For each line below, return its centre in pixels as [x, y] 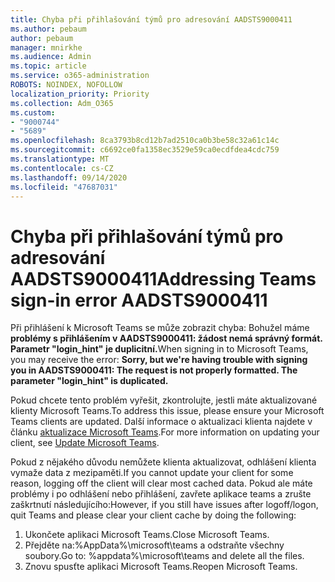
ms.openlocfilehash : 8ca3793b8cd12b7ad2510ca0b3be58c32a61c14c [145, 141]
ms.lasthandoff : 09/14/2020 [69, 177]
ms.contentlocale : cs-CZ [62, 168]
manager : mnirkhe [46, 47]
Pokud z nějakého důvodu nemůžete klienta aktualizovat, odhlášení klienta [163, 462]
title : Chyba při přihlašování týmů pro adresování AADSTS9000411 [151, 19]
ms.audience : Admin [51, 57]
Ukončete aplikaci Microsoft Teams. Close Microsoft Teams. [147, 535]
